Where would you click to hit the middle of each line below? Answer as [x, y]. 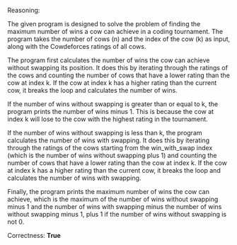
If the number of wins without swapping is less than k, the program [105, 133]
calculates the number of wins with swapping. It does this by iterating [109, 140]
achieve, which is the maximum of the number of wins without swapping [113, 199]
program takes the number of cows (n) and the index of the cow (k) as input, [119, 39]
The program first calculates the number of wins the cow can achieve [109, 60]
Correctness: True [34, 235]
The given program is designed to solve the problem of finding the [104, 24]
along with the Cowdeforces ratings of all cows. [77, 46]
